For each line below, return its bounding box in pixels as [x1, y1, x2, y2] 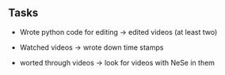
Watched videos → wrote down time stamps [19, 43, 164, 52]
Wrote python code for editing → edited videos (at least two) [19, 27, 218, 36]
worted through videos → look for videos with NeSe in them [19, 58, 215, 67]
